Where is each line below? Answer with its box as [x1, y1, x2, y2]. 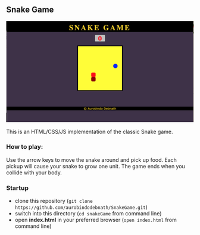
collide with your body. [6, 169, 62, 176]
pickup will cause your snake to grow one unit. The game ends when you [6, 162, 186, 170]
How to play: [6, 143, 43, 151]
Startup [6, 184, 29, 192]
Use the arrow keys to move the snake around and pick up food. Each [6, 156, 177, 163]
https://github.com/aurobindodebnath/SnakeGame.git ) [14, 203, 148, 211]
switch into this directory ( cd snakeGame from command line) [14, 210, 162, 217]
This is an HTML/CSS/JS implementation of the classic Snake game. [6, 128, 174, 135]
